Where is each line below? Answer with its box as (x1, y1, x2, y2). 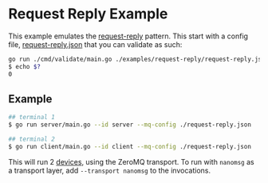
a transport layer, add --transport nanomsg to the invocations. (8, 165, 211, 175)
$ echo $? (8, 62, 41, 70)
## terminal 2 (8, 135, 56, 144)
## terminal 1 (8, 113, 56, 121)
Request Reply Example (8, 5, 168, 23)
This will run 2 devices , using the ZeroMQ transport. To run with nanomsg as (8, 157, 254, 166)
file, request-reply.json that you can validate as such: (8, 39, 183, 49)
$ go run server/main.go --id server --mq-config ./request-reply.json (8, 121, 251, 129)
